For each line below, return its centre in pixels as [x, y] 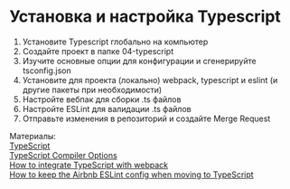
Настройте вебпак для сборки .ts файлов [102, 99]
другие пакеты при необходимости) [92, 90]
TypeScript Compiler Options [63, 155]
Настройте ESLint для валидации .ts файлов [107, 109]
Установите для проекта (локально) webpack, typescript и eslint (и [150, 80]
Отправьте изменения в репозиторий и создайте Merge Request [146, 118]
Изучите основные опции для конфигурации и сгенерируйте [139, 61]
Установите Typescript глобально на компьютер [115, 42]
